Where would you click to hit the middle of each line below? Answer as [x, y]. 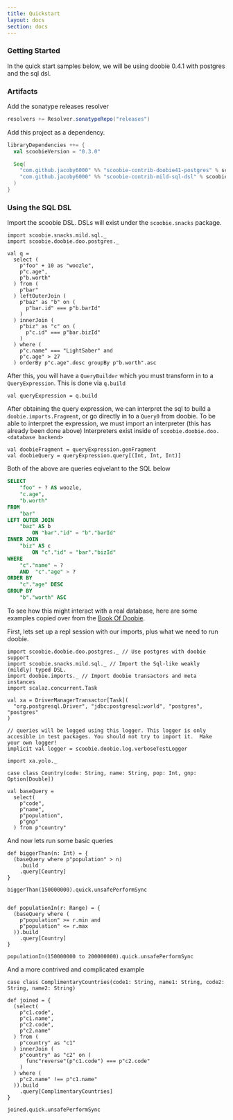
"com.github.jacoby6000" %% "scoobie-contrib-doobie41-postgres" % [119, 171]
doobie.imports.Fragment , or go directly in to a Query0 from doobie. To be [112, 416]
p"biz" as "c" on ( [48, 327]
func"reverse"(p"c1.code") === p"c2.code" [88, 1061]
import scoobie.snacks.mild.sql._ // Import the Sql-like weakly [103, 663]
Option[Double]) [31, 779]
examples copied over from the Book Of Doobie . [76, 618]
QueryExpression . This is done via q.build [67, 383]
